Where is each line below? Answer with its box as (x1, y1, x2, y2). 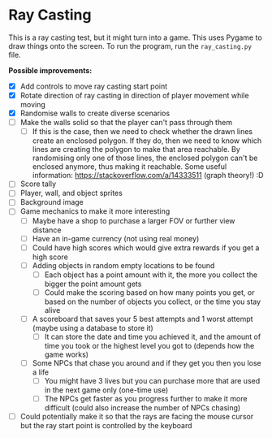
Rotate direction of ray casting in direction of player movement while (19, 91, 249, 100)
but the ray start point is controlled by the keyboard (19, 421, 192, 431)
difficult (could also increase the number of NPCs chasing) (44, 403, 241, 413)
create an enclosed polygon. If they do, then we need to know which (32, 136, 262, 145)
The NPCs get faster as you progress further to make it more (44, 394, 248, 404)
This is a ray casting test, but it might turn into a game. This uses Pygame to (8, 33, 262, 42)
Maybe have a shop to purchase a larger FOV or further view (32, 215, 235, 225)
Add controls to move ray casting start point (19, 81, 168, 91)
